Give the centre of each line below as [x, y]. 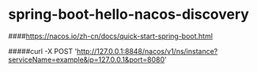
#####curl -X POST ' [43, 51]
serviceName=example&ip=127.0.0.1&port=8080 [87, 59]
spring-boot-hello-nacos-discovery [128, 14]
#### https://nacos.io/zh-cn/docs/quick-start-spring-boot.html [111, 36]
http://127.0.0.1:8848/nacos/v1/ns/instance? [147, 51]
